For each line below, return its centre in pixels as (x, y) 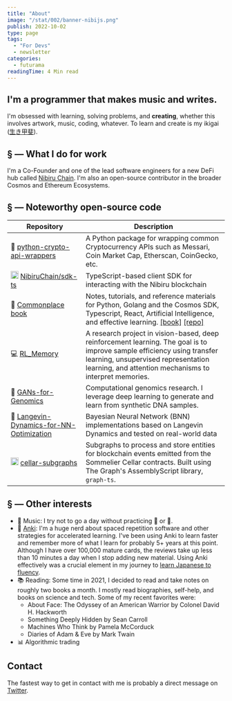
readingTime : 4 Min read (43, 71)
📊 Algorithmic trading (48, 641)
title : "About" (29, 13)
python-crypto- (43, 246)
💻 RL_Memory (35, 354)
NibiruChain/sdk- (49, 276)
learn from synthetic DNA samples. (142, 405)
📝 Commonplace (38, 304)
